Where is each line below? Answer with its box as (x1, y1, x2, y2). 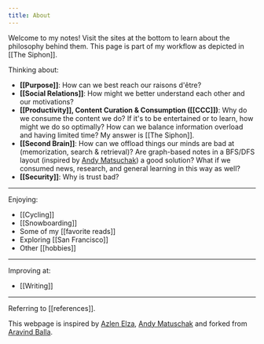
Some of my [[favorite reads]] (19, 226, 116, 236)
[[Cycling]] (19, 210, 55, 219)
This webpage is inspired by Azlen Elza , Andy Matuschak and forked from (8, 319, 247, 328)
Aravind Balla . (8, 327, 53, 336)
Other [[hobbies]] (19, 243, 76, 252)
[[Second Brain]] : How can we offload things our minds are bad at (19, 138, 235, 148)
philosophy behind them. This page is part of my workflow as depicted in (8, 41, 245, 51)
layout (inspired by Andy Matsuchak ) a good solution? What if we (19, 155, 231, 165)
